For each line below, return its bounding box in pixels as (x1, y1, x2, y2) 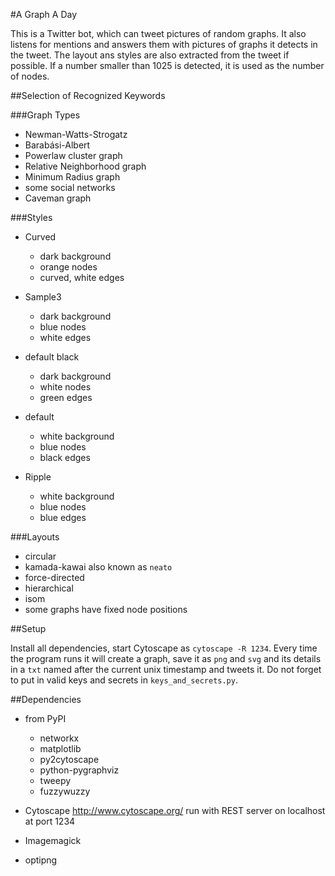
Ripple (24, 471, 52, 483)
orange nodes (39, 261, 98, 273)
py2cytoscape (39, 754, 100, 765)
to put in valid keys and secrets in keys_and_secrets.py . (10, 674, 238, 686)
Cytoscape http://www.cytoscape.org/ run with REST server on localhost (24, 805, 326, 816)
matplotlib (39, 743, 82, 754)
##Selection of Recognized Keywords (10, 90, 166, 101)
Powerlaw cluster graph (24, 150, 123, 161)
